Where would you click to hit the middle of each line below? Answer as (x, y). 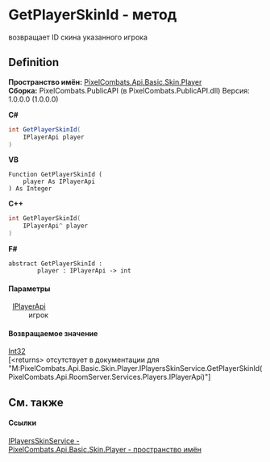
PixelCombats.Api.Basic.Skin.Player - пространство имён (105, 450)
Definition (33, 62)
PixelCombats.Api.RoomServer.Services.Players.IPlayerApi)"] (110, 377)
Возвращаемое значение (53, 333)
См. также (36, 402)
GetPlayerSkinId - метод (93, 15)
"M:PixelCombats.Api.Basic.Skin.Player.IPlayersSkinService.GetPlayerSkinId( (135, 368)
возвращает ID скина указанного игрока (78, 37)
